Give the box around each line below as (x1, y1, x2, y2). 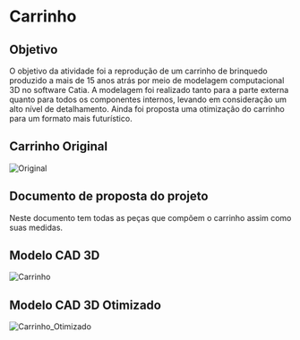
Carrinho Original (9, 139, 108, 154)
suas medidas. (9, 222, 64, 233)
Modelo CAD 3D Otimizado (9, 297, 161, 312)
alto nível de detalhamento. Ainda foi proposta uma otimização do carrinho (9, 104, 285, 114)
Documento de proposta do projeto (9, 189, 209, 204)
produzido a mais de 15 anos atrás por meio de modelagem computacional (9, 75, 285, 86)
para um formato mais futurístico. (9, 114, 133, 123)
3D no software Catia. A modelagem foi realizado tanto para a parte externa (9, 85, 289, 95)
